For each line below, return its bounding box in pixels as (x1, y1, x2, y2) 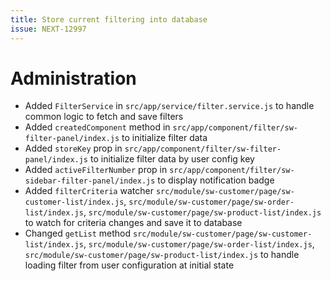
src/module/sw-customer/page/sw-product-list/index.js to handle (24, 249, 300, 261)
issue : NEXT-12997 (10, 24, 87, 34)
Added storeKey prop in (24, 142, 123, 155)
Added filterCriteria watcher (24, 185, 154, 197)
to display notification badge (157, 174, 275, 186)
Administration (10, 67, 137, 90)
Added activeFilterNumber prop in (24, 164, 168, 176)
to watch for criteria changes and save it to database (24, 217, 243, 229)
